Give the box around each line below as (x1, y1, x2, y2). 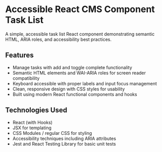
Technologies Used (5, 106, 67, 115)
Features (5, 51, 34, 60)
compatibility (12, 75, 40, 81)
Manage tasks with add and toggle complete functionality (12, 64, 132, 70)
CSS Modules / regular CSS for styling (12, 130, 92, 136)
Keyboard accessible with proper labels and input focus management (12, 80, 157, 86)
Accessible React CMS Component (5, 4, 155, 15)
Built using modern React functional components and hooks (12, 91, 137, 97)
